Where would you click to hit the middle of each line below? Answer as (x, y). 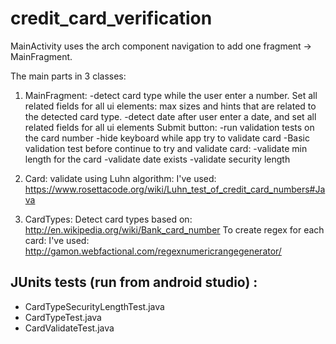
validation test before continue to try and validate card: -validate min (166, 148)
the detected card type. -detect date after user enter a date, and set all (170, 116)
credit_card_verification (111, 18)
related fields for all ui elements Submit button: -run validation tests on (169, 127)
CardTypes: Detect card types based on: (108, 219)
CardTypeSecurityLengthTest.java (94, 306)
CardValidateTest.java (69, 328)
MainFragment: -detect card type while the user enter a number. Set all (171, 95)
